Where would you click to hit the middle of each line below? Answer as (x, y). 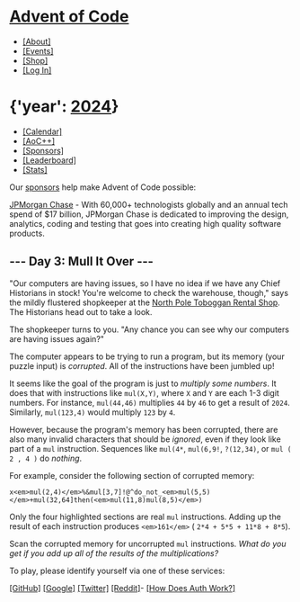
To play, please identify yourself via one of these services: (117, 571)
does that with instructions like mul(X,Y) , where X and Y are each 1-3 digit (145, 392)
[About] (36, 41)
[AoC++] (39, 140)
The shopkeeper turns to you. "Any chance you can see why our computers (150, 329)
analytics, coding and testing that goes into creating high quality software (145, 223)
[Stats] (35, 169)
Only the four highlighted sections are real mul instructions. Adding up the (145, 517)
